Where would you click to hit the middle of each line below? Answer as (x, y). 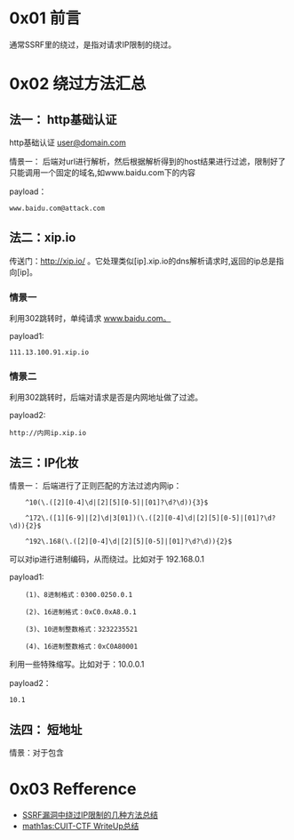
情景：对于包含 (36, 752)
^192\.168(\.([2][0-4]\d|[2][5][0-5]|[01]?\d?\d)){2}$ (129, 542)
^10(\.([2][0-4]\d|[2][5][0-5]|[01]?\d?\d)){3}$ (117, 503)
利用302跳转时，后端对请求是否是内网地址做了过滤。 (106, 398)
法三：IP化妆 (44, 462)
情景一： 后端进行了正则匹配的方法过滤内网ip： (95, 486)
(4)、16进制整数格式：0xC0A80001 (82, 647)
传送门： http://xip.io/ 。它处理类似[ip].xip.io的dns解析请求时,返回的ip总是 (143, 261)
